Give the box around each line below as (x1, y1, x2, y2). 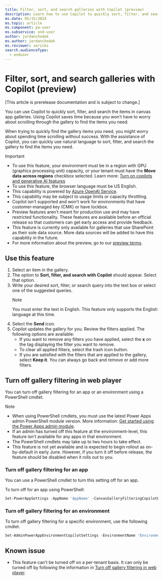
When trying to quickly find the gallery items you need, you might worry (5, 129, 149, 134)
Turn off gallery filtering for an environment (5, 508, 110, 515)
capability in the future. (12, 235, 59, 241)
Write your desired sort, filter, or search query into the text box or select (12, 282, 156, 289)
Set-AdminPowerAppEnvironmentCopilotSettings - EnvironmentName (5, 533, 136, 538)
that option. (12, 277, 35, 283)
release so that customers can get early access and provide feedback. (12, 219, 153, 226)
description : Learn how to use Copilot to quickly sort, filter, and (5, 12, 149, 16)
